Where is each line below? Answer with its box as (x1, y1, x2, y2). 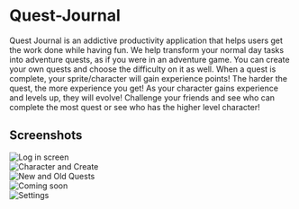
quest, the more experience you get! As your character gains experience (9, 83, 279, 93)
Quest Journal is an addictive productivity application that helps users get (9, 35, 284, 46)
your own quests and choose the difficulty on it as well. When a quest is (9, 64, 276, 74)
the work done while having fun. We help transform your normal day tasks (9, 44, 285, 55)
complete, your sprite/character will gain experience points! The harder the (9, 73, 288, 83)
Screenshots (9, 127, 83, 144)
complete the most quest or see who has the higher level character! (9, 101, 260, 112)
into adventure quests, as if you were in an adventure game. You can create (9, 54, 290, 65)
